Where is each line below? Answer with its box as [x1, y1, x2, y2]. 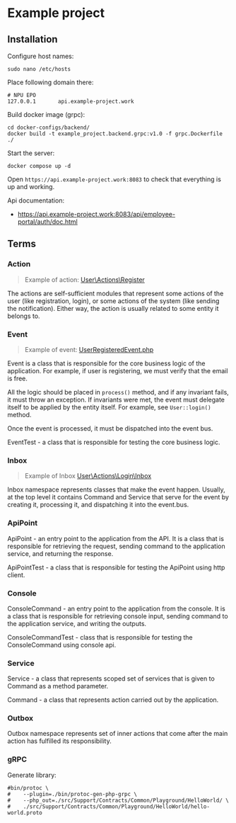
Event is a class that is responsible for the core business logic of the [7, 359, 206, 368]
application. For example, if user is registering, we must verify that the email [7, 366, 228, 375]
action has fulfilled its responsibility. [7, 737, 112, 745]
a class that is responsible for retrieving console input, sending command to [7, 611, 228, 620]
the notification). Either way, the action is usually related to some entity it [7, 304, 219, 312]
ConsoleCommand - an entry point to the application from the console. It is [7, 604, 226, 613]
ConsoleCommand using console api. [7, 640, 117, 649]
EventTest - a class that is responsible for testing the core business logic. [7, 438, 220, 446]
